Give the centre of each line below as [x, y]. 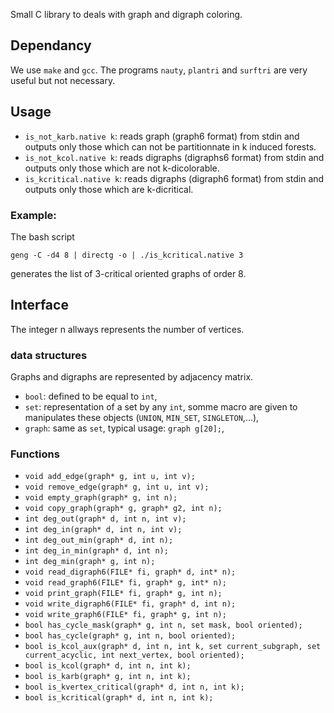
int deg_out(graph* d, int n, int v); [105, 519]
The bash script [42, 236]
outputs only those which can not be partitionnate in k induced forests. [170, 146]
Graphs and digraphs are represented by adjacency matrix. [132, 377]
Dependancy [51, 45]
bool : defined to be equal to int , [91, 396]
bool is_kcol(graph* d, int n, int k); [108, 666]
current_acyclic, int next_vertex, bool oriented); [134, 655]
